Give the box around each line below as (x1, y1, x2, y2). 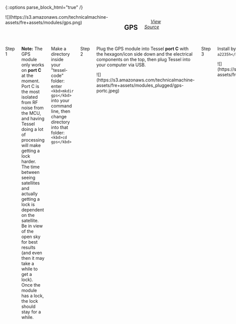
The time (21, 164, 40, 170)
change (51, 113, 67, 119)
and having (21, 115, 44, 121)
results (21, 244, 36, 250)
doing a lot (21, 126, 44, 132)
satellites (21, 179, 40, 186)
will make (21, 142, 41, 148)
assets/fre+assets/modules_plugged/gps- (96, 82, 184, 88)
